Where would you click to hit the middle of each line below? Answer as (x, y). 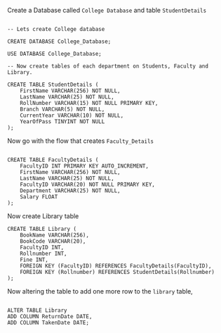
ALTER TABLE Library (38, 310)
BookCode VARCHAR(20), (53, 241)
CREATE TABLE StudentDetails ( (53, 84)
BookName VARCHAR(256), (55, 235)
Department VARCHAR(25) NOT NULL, (70, 191)
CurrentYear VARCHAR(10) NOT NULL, (72, 115)
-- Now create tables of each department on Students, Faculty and (108, 66)
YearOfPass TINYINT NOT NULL (62, 122)
